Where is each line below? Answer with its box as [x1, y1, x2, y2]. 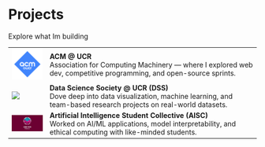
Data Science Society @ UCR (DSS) [50, 83, 169, 92]
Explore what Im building [8, 31, 89, 41]
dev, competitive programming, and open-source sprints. [50, 68, 237, 78]
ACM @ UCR [50, 52, 92, 61]
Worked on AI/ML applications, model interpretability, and [50, 119, 237, 129]
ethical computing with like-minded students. [50, 127, 197, 137]
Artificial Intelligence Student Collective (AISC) [50, 111, 209, 120]
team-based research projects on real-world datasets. [50, 100, 228, 109]
